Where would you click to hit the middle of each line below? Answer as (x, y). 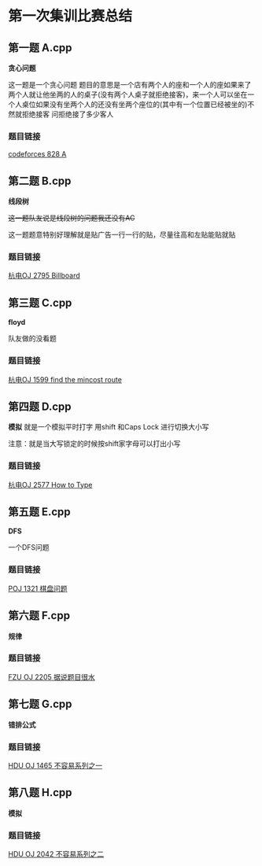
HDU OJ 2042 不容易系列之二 (56, 854)
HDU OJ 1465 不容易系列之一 (55, 765)
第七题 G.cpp (40, 704)
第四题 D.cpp (40, 406)
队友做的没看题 (32, 338)
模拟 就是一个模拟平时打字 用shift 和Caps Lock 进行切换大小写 (109, 427)
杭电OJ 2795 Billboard (44, 275)
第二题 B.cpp (40, 181)
